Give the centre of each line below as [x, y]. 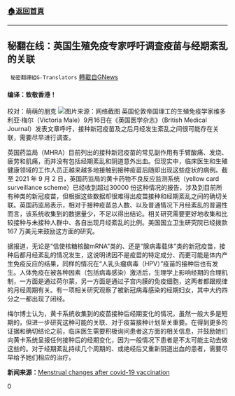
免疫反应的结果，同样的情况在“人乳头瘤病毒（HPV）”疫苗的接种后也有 [113, 264]
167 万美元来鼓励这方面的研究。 [53, 231]
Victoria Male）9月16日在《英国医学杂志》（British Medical [123, 120]
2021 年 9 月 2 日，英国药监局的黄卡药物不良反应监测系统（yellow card [117, 179]
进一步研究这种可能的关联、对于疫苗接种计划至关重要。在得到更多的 [129, 322]
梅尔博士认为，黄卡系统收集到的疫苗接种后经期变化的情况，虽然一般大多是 [114, 314]
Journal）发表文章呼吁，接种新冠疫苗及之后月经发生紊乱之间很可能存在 [110, 129]
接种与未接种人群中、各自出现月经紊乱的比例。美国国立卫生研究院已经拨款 [120, 223]
